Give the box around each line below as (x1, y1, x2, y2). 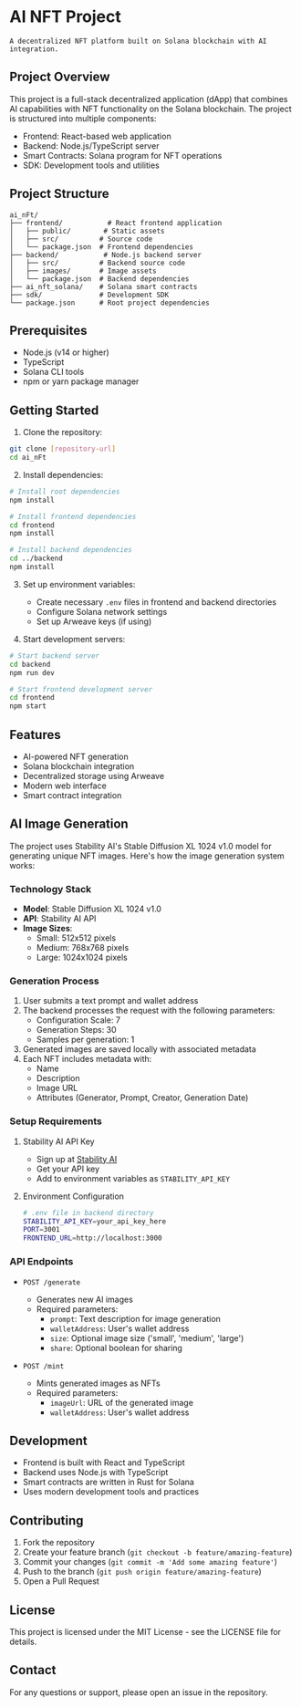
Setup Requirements (9, 1115, 102, 1128)
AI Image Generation (9, 817, 130, 832)
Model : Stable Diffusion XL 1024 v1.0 (22, 903, 162, 914)
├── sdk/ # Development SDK (9, 290, 170, 299)
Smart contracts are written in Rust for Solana (22, 1476, 194, 1488)
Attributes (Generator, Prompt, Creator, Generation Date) (36, 1092, 249, 1103)
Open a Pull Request (22, 1576, 100, 1587)
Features (9, 727, 61, 743)
